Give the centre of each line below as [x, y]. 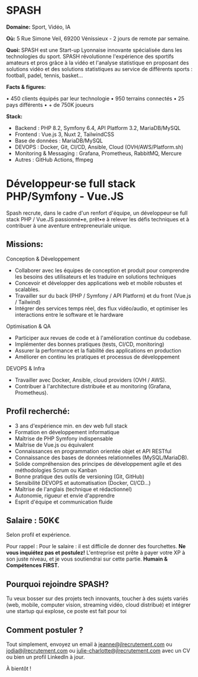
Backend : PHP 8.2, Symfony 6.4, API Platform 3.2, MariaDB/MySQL [98, 128]
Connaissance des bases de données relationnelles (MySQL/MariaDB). [102, 457]
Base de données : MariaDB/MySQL [59, 140]
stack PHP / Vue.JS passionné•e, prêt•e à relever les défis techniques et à [98, 219]
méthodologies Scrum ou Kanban [56, 470]
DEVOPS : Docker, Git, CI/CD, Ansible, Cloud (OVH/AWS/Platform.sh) [99, 147]
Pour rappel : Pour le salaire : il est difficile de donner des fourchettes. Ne [96, 546]
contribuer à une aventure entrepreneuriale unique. [69, 225]
